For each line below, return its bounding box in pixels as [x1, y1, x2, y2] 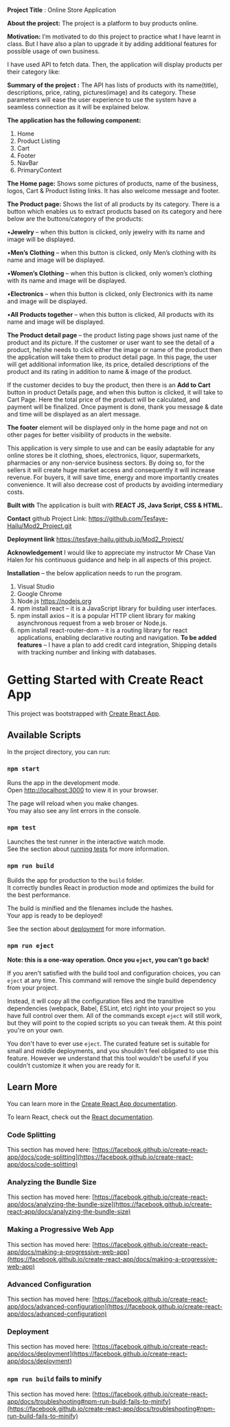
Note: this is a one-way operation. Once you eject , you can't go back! [7, 955, 209, 964]
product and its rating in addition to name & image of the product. [7, 368, 192, 375]
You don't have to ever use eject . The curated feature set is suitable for [7, 1039, 210, 1048]
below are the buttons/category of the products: [7, 214, 143, 223]
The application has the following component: [7, 116, 141, 124]
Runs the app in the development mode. [7, 779, 120, 787]
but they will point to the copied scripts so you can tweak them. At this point [7, 1019, 222, 1027]
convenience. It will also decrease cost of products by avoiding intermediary [7, 480, 223, 489]
